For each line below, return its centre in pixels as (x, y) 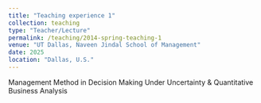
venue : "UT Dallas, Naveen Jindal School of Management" (105, 45)
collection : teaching (44, 23)
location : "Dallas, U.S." (51, 60)
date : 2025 (26, 52)
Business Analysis (38, 90)
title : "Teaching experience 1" (62, 15)
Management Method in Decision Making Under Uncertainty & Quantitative (131, 82)
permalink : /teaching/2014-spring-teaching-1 (85, 38)
